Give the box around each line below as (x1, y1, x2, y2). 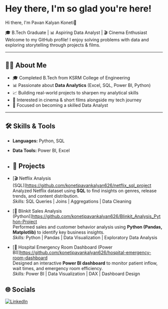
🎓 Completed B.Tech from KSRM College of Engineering (12, 74, 130, 80)
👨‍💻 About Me (5, 61, 47, 70)
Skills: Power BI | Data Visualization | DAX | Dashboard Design (12, 271, 140, 277)
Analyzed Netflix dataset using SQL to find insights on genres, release (12, 188, 157, 194)
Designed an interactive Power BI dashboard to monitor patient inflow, (12, 260, 158, 266)
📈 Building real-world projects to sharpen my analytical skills (12, 89, 139, 95)
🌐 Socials (5, 285, 36, 294)
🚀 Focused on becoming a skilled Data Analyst (12, 102, 108, 108)
